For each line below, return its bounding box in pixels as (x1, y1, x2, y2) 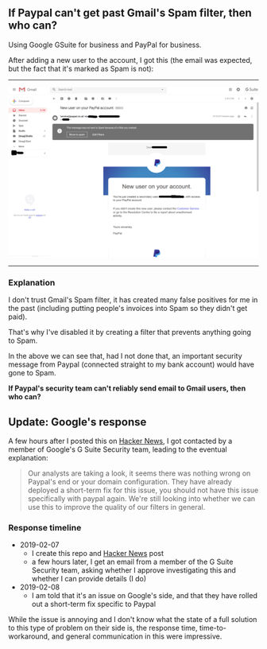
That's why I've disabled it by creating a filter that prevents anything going (8, 328, 252, 337)
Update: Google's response (8, 415, 147, 429)
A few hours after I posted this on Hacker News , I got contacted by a (8, 436, 233, 445)
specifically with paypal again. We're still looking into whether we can (27, 493, 256, 503)
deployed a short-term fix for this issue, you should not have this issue (27, 485, 259, 495)
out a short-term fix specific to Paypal (31, 600, 157, 609)
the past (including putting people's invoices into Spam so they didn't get (8, 304, 248, 313)
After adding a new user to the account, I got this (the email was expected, (8, 55, 253, 64)
